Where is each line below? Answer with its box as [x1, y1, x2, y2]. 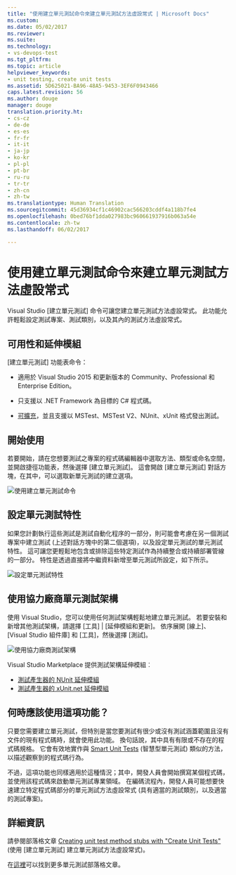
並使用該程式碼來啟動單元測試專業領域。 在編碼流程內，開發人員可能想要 [7, 777, 218, 785]
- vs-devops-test [7, 50, 58, 57]
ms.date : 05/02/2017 [7, 23, 68, 30]
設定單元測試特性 [7, 509, 81, 521]
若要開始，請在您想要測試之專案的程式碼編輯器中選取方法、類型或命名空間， [7, 454, 229, 462]
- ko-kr [7, 154, 30, 162]
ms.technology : [7, 43, 52, 50]
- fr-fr [7, 134, 30, 141]
